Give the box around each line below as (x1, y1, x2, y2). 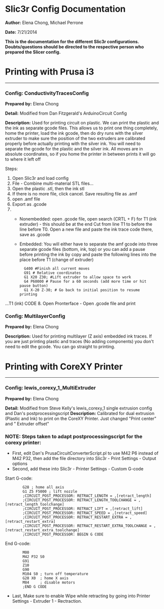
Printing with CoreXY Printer (5, 361, 123, 372)
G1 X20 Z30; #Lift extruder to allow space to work (23, 275, 131, 280)
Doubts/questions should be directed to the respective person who (5, 44, 144, 49)
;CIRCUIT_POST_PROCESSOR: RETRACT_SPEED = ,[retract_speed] (22, 511, 147, 515)
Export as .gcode (12, 201, 47, 207)
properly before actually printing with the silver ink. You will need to (5, 141, 141, 146)
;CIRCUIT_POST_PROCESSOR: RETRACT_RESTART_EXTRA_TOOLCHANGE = (22, 523, 152, 528)
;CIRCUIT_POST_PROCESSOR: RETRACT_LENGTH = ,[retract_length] (22, 493, 152, 498)
